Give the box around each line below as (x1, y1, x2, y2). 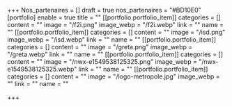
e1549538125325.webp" (7, 65, 77, 73)
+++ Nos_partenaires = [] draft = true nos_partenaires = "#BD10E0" (7, 6, 202, 14)
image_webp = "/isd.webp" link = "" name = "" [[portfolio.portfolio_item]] (7, 35, 217, 44)
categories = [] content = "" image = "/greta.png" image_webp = (7, 43, 193, 51)
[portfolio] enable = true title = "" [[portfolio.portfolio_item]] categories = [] (7, 13, 221, 22)
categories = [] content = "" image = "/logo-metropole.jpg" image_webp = (7, 72, 220, 81)
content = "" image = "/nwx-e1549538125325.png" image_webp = (7, 58, 197, 65)
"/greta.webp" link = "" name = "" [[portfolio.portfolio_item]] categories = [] (7, 50, 224, 58)
